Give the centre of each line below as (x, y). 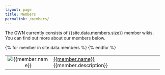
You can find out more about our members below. (55, 38)
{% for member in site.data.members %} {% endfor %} (61, 48)
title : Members (21, 14)
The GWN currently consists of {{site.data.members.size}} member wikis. (79, 33)
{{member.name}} (74, 59)
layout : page (18, 10)
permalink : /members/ (27, 19)
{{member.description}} (81, 66)
